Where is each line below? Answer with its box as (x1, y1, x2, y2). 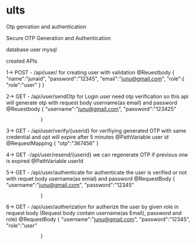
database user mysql (6, 45, 57, 53)
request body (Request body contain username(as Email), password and (6, 209, 182, 216)
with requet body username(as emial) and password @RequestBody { (6, 175, 175, 182)
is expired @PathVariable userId (6, 157, 84, 164)
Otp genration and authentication (6, 23, 87, 30)
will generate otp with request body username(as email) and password (6, 99, 178, 106)
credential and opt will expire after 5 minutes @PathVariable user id (6, 133, 169, 141)
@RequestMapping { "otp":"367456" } (6, 139, 99, 146)
